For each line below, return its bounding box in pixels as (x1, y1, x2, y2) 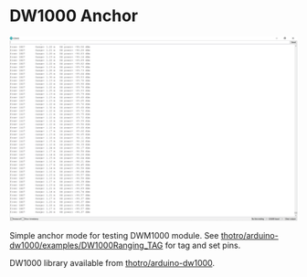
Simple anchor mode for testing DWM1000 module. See (9, 230, 219, 241)
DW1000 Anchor (9, 5, 139, 27)
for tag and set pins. (164, 240, 241, 251)
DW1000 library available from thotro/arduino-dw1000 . (9, 258, 216, 269)
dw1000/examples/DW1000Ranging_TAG (9, 240, 164, 251)
